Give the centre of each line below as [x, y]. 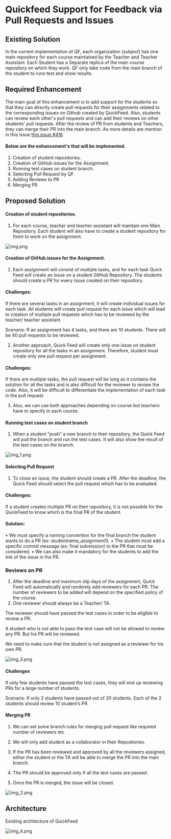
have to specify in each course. [46, 411]
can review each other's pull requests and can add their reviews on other [82, 118]
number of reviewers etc [39, 732]
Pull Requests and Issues [59, 20]
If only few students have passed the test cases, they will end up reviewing [84, 683]
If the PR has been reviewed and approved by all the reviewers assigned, [89, 752]
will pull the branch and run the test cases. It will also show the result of [88, 440]
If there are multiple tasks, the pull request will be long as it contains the [81, 379]
